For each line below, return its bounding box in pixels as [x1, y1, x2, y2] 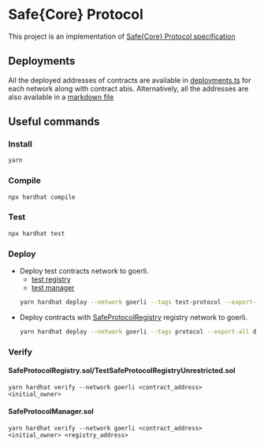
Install [8, 139, 33, 150]
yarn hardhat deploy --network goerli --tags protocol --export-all [19, 327, 250, 336]
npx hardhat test [8, 229, 65, 237]
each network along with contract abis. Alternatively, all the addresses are [8, 84, 249, 93]
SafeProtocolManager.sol [8, 407, 95, 416]
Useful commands [8, 115, 100, 129]
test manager [31, 282, 75, 292]
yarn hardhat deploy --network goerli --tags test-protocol [19, 298, 221, 306]
